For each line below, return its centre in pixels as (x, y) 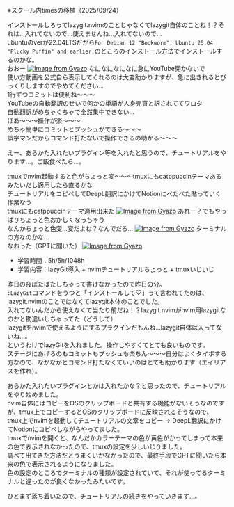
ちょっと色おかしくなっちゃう (62, 220)
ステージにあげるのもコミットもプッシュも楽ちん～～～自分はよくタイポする (117, 354)
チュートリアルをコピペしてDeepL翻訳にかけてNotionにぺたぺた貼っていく (114, 194)
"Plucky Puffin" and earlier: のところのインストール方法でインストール (112, 51)
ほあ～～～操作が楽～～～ (44, 121)
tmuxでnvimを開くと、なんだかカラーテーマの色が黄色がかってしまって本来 (115, 438)
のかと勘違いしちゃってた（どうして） (62, 319)
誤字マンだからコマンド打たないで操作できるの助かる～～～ (93, 138)
